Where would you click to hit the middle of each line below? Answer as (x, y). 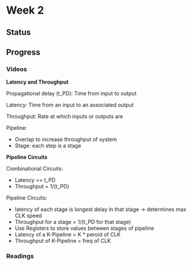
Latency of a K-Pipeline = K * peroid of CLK (68, 235)
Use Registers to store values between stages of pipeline (84, 228)
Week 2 (25, 10)
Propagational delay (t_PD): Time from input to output (71, 94)
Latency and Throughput (37, 82)
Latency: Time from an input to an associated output (70, 105)
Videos (17, 69)
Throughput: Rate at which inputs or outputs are (65, 117)
